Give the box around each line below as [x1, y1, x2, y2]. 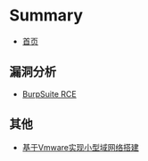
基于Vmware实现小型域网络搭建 [21, 141, 140, 152]
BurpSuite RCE [21, 88, 78, 99]
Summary [9, 5, 83, 26]
